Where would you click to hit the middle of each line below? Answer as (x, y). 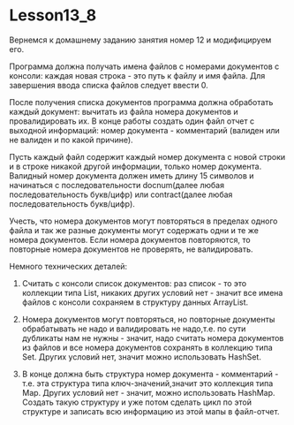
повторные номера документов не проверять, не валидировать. (131, 249)
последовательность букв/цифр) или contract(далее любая (121, 194)
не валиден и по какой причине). (72, 140)
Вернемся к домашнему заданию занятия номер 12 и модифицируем (140, 40)
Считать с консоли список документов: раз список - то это (134, 283)
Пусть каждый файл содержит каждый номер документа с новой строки (147, 156)
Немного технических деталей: (68, 266)
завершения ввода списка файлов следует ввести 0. (109, 85)
